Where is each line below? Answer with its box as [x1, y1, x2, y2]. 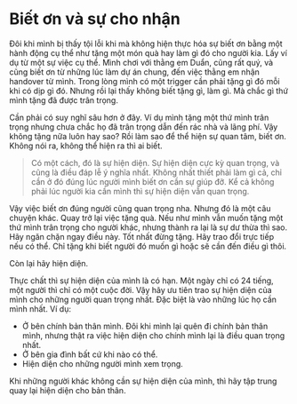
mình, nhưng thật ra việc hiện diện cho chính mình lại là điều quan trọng [21, 329, 285, 341]
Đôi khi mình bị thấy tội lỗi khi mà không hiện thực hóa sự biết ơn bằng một [9, 38, 283, 49]
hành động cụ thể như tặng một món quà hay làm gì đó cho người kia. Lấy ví [9, 47, 287, 58]
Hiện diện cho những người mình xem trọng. [21, 358, 184, 368]
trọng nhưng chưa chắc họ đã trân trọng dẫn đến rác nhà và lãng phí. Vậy [9, 121, 278, 132]
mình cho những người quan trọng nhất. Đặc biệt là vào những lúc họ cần [9, 294, 277, 305]
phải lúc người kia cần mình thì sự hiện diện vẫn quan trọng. [30, 186, 250, 196]
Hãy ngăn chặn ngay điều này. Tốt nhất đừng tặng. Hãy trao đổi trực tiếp [9, 231, 274, 242]
